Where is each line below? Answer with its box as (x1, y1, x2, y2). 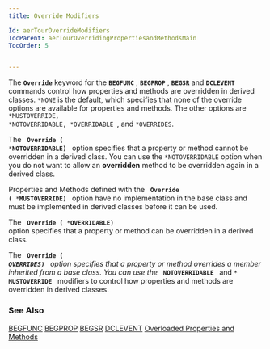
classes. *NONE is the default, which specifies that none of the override (8, 95, 243, 105)
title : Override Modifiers (8, 11, 99, 20)
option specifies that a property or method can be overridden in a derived (8, 226, 254, 236)
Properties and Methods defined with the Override (8, 185, 179, 195)
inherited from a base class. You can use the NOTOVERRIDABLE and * (8, 267, 238, 277)
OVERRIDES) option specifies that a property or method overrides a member (8, 259, 261, 269)
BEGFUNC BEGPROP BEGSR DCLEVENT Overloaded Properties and (8, 323, 234, 333)
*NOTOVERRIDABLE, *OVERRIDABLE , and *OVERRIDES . (8, 119, 175, 129)
